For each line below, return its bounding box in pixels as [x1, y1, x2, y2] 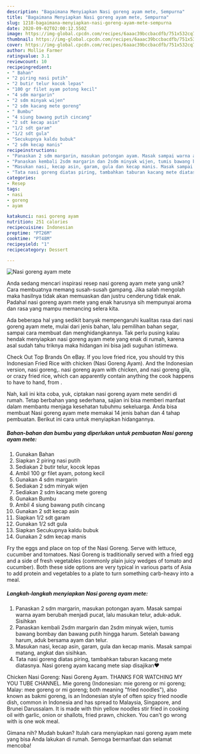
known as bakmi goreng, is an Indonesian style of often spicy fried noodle [7, 693, 188, 700]
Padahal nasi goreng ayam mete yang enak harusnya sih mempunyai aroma [7, 299, 192, 306]
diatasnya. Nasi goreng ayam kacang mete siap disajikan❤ [15, 662, 160, 669]
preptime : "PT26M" [7, 230, 52, 236]
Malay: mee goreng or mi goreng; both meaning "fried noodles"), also [7, 686, 177, 693]
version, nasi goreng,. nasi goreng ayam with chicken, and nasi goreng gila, [7, 366, 192, 373]
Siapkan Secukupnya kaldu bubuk [15, 527, 99, 534]
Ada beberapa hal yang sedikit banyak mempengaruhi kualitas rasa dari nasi [7, 317, 193, 324]
